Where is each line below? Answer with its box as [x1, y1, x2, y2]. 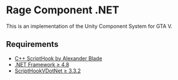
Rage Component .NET [6, 3, 119, 17]
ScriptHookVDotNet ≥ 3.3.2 [14, 67, 81, 74]
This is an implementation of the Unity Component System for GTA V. [6, 23, 173, 30]
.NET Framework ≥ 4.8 [14, 61, 69, 68]
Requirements [6, 39, 59, 49]
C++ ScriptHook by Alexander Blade [14, 54, 102, 61]
